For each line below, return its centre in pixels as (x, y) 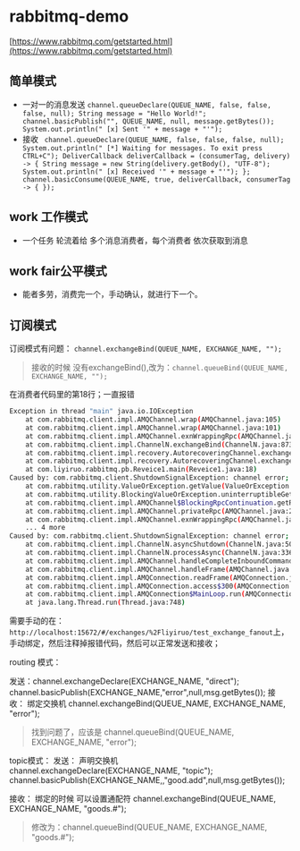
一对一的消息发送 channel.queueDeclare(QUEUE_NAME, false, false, (147, 104)
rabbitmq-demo (69, 17)
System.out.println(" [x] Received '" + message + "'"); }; (136, 172)
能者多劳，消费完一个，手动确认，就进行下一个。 (112, 294)
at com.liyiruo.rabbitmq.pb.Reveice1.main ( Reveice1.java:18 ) (141, 470)
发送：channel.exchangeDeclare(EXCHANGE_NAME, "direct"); (124, 681)
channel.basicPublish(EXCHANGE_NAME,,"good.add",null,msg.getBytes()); (147, 780)
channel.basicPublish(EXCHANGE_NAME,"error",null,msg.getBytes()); (137, 693)
